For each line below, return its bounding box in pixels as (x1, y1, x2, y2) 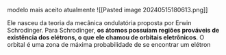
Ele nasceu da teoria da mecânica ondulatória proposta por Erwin (7, 19, 192, 26)
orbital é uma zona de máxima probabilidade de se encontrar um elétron (7, 41, 211, 48)
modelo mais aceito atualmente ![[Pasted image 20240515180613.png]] (7, 6, 208, 14)
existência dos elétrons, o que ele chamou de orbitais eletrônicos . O (7, 33, 205, 41)
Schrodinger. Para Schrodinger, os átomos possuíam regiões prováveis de (7, 26, 220, 34)
